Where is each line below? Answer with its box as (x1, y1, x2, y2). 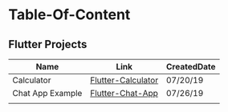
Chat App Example (12, 88, 83, 98)
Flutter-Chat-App (89, 88, 159, 98)
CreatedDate (165, 62, 216, 72)
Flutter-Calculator (89, 74, 159, 86)
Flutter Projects (8, 38, 88, 51)
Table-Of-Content (8, 6, 131, 24)
